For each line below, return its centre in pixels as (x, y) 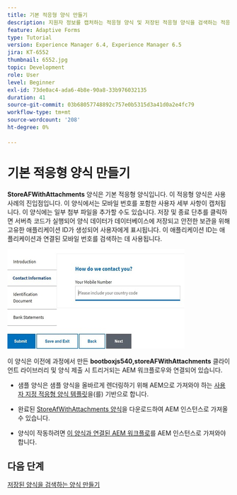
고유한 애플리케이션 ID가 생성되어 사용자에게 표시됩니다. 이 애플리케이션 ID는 (112, 229)
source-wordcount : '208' (44, 120)
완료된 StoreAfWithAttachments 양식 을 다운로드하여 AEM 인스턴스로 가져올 (123, 409)
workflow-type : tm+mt (39, 113)
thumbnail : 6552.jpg (38, 60)
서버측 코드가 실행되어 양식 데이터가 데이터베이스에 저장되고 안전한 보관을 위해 (122, 221)
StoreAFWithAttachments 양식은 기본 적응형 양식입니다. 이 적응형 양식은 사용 (117, 194)
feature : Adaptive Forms (44, 30)
